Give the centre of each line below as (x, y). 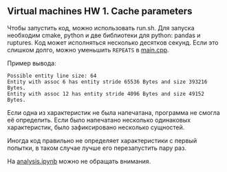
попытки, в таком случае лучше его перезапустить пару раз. (97, 148)
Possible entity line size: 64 (52, 76)
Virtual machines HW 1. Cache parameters (100, 11)
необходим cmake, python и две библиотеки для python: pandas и (104, 35)
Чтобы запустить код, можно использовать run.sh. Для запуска (101, 28)
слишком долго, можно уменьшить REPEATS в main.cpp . (88, 50)
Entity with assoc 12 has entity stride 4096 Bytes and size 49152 (106, 94)
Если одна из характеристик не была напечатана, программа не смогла (113, 112)
